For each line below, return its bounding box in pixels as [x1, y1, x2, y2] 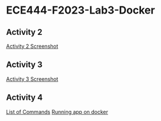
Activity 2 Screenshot [6, 42, 59, 50]
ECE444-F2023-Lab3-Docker [6, 4, 155, 17]
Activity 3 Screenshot [6, 75, 59, 83]
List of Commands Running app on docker [6, 108, 109, 115]
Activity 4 [6, 93, 43, 103]
